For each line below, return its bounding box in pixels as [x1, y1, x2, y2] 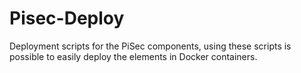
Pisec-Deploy [9, 7, 125, 30]
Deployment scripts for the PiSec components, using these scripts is [9, 40, 292, 52]
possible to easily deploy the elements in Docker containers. [9, 50, 258, 62]
